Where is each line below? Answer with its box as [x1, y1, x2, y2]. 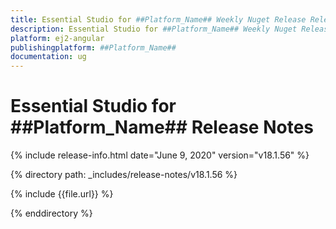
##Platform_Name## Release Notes [10, 116, 314, 139]
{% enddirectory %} [10, 207, 93, 220]
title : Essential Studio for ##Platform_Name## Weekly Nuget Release [10, 14, 307, 25]
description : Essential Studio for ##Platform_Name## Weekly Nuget [10, 24, 298, 34]
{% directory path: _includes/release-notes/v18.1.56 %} [10, 169, 238, 181]
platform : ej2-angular [10, 33, 105, 43]
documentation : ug [10, 52, 87, 62]
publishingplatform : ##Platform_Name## [10, 42, 177, 53]
